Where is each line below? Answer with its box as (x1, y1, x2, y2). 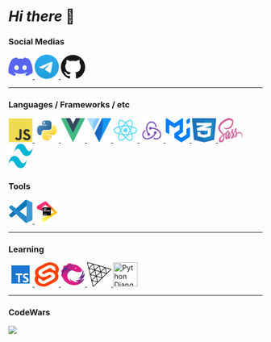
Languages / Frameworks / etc (8, 99, 131, 111)
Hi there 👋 (8, 7, 75, 26)
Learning (8, 244, 44, 255)
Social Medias (8, 36, 65, 48)
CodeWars (8, 307, 51, 318)
